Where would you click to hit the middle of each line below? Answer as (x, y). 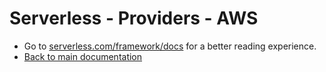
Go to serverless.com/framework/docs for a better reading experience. (170, 46)
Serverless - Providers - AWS (134, 18)
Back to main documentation (83, 56)
